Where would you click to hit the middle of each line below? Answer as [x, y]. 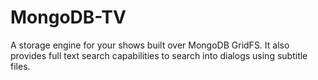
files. [20, 66]
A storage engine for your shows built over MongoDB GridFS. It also [150, 45]
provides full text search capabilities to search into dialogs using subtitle [159, 55]
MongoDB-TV [68, 17]
